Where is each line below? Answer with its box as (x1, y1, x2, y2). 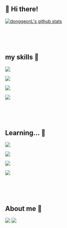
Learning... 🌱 (5, 129, 46, 137)
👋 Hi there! (5, 5, 39, 13)
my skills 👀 (5, 53, 39, 61)
